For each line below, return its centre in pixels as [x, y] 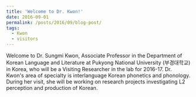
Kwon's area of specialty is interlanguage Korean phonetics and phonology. [98, 75]
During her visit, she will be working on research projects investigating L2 [96, 82]
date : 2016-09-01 [28, 17]
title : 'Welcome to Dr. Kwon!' [45, 11]
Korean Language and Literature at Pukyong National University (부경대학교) [98, 63]
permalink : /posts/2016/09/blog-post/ [54, 22]
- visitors [25, 39]
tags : [13, 28]
